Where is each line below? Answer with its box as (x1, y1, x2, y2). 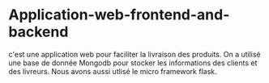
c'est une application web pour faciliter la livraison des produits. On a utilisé (8, 49, 261, 59)
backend (8, 23, 69, 41)
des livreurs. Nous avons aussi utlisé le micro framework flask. (8, 66, 217, 76)
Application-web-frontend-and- (8, 6, 230, 24)
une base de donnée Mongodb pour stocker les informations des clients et (8, 58, 258, 68)
